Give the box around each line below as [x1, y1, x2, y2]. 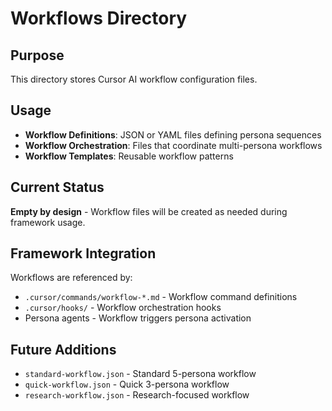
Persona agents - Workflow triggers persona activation [24, 312, 252, 324]
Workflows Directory [10, 7, 188, 30]
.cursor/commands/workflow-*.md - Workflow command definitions [24, 291, 298, 303]
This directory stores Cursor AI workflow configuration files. [10, 73, 258, 85]
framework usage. [10, 216, 86, 228]
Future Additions [10, 341, 117, 358]
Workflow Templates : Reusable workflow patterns [24, 150, 234, 162]
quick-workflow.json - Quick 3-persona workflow [24, 378, 230, 391]
